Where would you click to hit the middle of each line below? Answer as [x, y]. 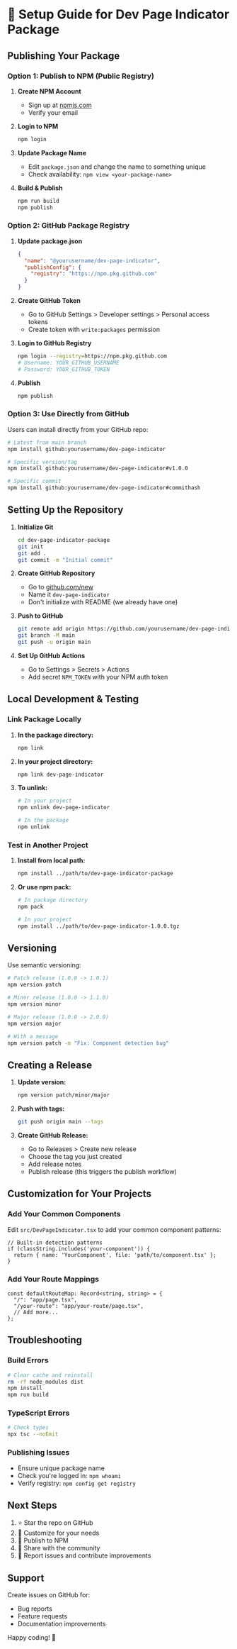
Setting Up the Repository [65, 510]
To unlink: [33, 788]
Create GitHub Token [49, 301]
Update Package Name [52, 152]
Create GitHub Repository [56, 573]
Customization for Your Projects [80, 1194]
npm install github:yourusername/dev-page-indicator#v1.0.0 [98, 468]
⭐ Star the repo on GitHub [55, 1523]
